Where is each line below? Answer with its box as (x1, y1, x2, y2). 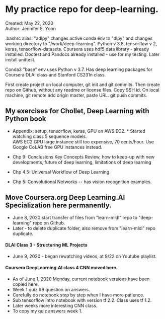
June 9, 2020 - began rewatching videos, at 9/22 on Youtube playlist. (12, 253, 157, 259)
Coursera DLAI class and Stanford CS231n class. (5, 71, 106, 77)
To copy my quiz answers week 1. (12, 308, 82, 314)
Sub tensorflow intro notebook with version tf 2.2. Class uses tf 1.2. (12, 297, 152, 303)
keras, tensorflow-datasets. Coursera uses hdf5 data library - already (5, 46, 149, 52)
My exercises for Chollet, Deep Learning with (5, 107, 149, 115)
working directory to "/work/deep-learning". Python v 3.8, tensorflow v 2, (5, 40, 157, 46)
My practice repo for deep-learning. (5, 4, 159, 15)
